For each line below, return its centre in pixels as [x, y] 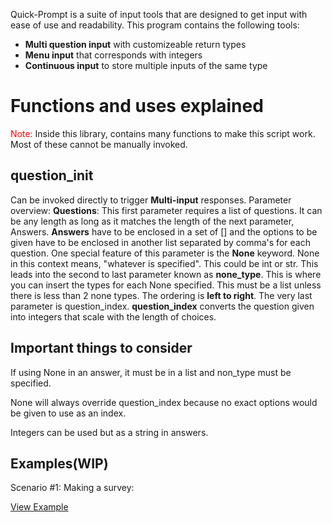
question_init [52, 175]
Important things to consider [101, 348]
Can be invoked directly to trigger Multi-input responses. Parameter [151, 200]
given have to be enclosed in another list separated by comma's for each [160, 242]
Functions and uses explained [137, 106]
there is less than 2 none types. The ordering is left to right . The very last [161, 295]
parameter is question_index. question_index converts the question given [162, 306]
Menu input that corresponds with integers [113, 55]
